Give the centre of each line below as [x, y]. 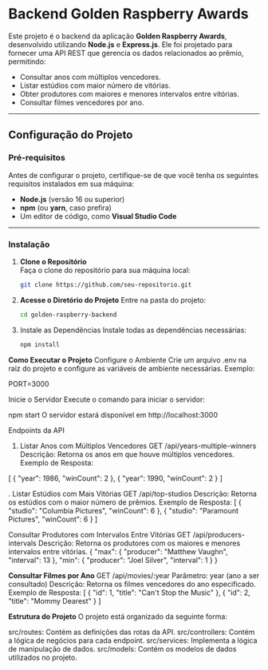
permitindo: [27, 61]
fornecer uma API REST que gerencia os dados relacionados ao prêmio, [126, 53]
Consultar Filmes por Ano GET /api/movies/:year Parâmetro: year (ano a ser [134, 575]
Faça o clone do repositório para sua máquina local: [105, 270]
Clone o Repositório [53, 261]
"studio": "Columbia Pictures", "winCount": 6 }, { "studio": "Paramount [124, 510]
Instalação [29, 244]
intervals [23, 543]
